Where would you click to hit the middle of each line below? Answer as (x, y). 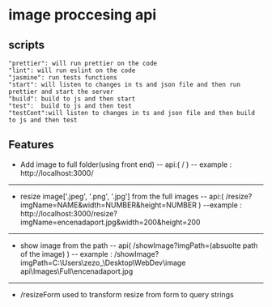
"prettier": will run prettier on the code (83, 63)
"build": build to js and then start (72, 99)
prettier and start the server (61, 92)
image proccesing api (83, 15)
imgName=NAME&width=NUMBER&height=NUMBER (108, 205)
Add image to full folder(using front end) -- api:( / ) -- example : (126, 164)
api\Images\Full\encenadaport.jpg (76, 271)
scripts (26, 45)
